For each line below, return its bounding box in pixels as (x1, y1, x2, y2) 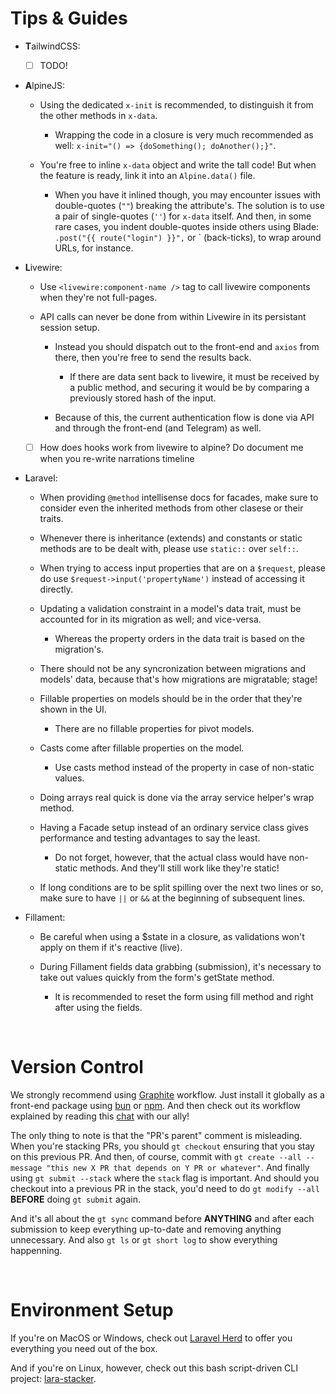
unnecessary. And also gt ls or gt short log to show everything (10, 1234, 278, 1246)
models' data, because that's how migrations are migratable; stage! (39, 673, 318, 686)
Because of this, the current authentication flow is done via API (54, 412, 315, 423)
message (10, 1163, 43, 1173)
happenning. (10, 1245, 63, 1256)
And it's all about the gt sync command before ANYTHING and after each (10, 1213, 315, 1224)
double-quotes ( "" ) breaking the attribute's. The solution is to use (54, 200, 325, 211)
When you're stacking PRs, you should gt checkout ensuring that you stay (10, 1140, 315, 1152)
